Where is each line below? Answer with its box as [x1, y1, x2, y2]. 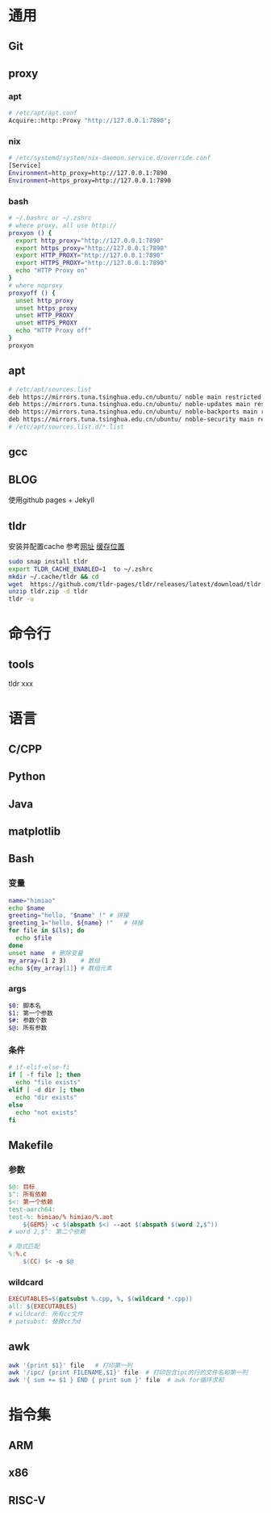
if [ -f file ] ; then [8, 1071, 81, 1079]
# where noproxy [8, 281, 63, 290]
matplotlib [8, 824, 61, 838]
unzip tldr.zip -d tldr [8, 588, 89, 596]
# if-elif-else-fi [8, 1063, 70, 1071]
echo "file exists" [15, 1079, 81, 1087]
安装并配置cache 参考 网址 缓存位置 [8, 541, 125, 551]
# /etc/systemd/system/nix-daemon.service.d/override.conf [8, 154, 211, 162]
